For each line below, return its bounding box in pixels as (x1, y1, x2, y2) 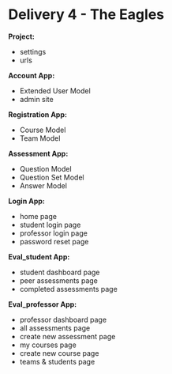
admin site (19, 94, 54, 104)
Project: (8, 32, 36, 41)
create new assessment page (19, 331, 116, 341)
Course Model (19, 125, 66, 134)
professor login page (19, 228, 88, 238)
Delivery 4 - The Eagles (8, 6, 164, 24)
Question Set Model (19, 172, 84, 182)
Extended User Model (19, 85, 91, 96)
